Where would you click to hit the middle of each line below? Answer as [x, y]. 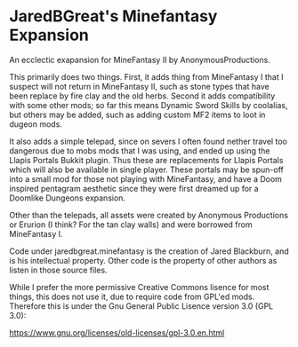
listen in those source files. [59, 270]
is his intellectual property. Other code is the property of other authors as [143, 260]
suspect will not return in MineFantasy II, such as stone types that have [139, 86]
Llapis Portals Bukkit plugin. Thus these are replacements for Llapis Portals [146, 160]
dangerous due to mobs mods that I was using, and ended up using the [140, 150]
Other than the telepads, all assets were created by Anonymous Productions [149, 215]
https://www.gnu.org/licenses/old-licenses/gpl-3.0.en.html [117, 332]
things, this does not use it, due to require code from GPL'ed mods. [132, 296]
